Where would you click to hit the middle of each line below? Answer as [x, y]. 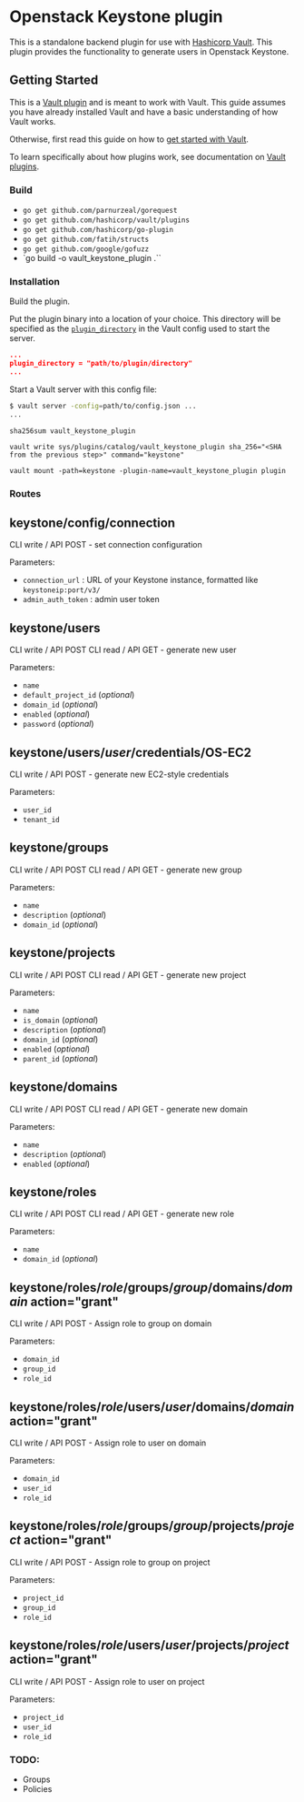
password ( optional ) [58, 724]
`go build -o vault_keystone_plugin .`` [92, 258]
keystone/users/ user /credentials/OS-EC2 [131, 752]
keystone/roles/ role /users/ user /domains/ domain [152, 1407]
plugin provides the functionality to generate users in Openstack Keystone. [149, 51]
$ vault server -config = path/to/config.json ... [103, 406]
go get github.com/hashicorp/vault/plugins [106, 220]
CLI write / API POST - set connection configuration [106, 545]
